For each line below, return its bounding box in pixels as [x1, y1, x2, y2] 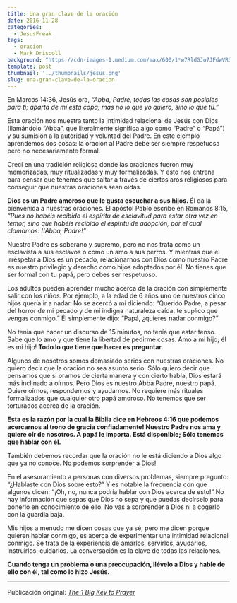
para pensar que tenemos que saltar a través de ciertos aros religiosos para [7, 175, 228, 184]
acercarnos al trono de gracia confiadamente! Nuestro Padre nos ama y [7, 423, 221, 431]
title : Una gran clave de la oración [7, 10, 119, 18]
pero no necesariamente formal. [7, 146, 101, 156]
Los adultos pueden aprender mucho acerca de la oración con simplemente [7, 284, 228, 293]
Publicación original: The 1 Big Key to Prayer [7, 588, 135, 597]
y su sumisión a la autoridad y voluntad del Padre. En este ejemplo [7, 131, 200, 140]
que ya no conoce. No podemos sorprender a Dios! [7, 459, 157, 467]
